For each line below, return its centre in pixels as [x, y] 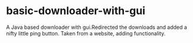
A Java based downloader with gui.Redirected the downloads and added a [97, 27]
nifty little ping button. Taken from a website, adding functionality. [86, 33]
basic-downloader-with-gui [76, 11]
